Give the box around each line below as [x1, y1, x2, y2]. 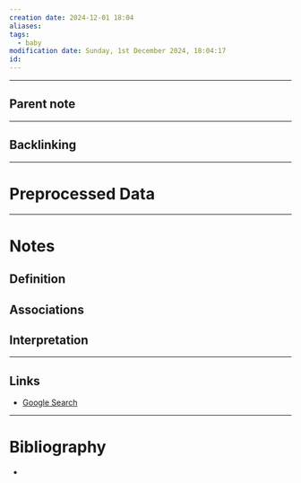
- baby [17, 38, 42, 48]
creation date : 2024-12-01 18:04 [9, 13, 134, 22]
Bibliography [9, 437, 107, 458]
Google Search [21, 397, 78, 408]
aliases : [9, 22, 42, 31]
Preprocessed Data [9, 183, 155, 204]
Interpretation [9, 332, 89, 347]
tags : [9, 30, 30, 39]
